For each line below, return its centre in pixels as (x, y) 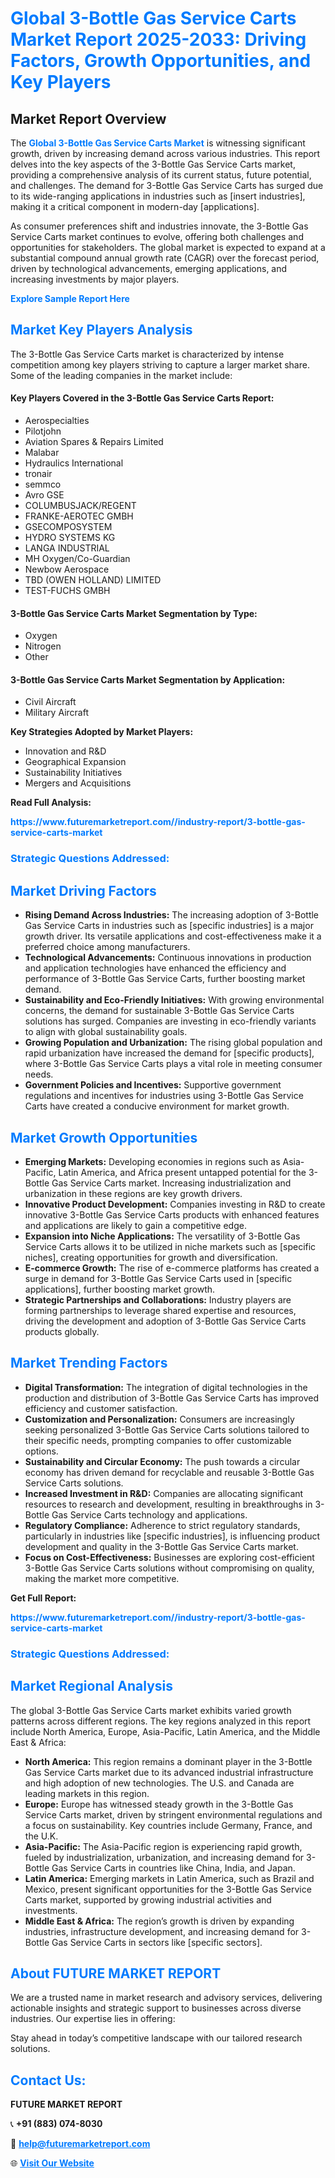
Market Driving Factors (83, 890)
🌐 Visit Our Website (52, 2163)
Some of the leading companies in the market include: (121, 375)
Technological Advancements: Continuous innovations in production (168, 958)
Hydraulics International (74, 463)
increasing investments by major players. (95, 279)
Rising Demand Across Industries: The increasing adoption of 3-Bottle (172, 915)
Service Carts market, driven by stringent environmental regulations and (173, 1814)
